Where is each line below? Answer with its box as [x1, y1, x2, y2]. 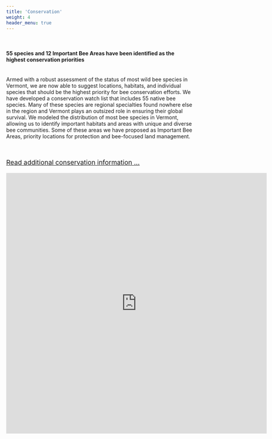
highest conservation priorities [6, 56, 85, 63]
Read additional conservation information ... [6, 158, 140, 167]
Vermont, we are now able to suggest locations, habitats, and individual [6, 82, 182, 89]
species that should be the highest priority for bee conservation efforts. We [6, 88, 191, 95]
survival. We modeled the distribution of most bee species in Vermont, [6, 114, 179, 121]
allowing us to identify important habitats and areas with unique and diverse [6, 120, 192, 127]
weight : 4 [6, 14, 31, 20]
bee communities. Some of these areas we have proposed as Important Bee [6, 126, 192, 133]
